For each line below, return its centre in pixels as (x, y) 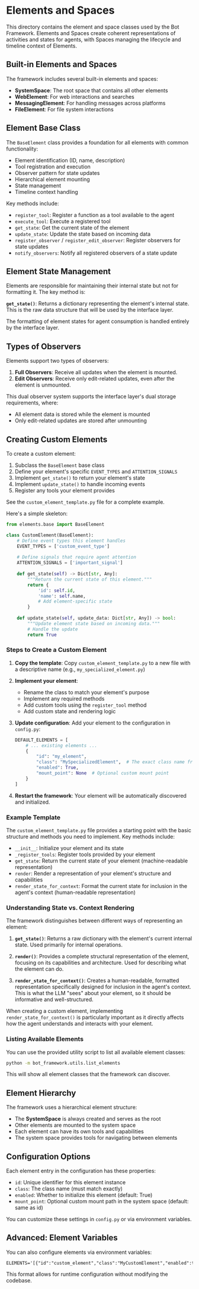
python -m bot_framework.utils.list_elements (63, 1063)
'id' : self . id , (57, 590)
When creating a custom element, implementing (65, 1011)
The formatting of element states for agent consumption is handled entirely (98, 321)
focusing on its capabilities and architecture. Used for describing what (100, 963)
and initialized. (32, 802)
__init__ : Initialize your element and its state (69, 848)
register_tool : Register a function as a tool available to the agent (94, 215)
